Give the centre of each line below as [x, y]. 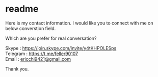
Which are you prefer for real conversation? [51, 38]
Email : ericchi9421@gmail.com [38, 59]
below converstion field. [31, 28]
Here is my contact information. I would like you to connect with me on [80, 23]
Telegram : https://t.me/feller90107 [42, 54]
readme [22, 9]
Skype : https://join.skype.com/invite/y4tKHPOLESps [61, 48]
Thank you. [17, 69]
